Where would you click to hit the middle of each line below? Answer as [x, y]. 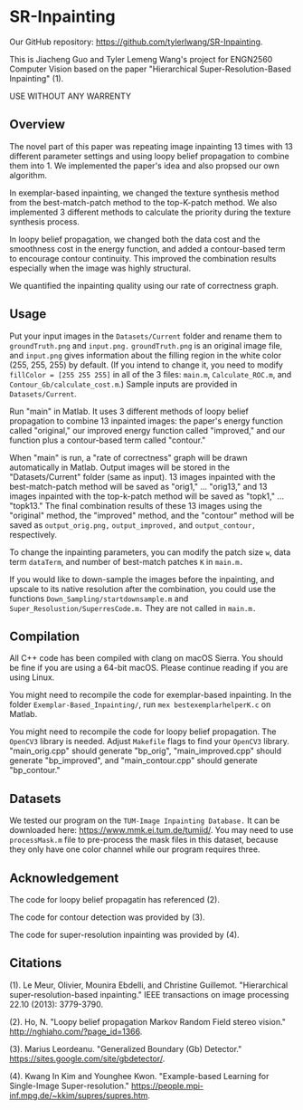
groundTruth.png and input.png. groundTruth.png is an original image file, [146, 345]
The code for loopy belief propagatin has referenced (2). [114, 899]
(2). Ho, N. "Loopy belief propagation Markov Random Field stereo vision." [148, 1021]
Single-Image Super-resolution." [69, 1086]
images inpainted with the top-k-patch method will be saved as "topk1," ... [147, 496]
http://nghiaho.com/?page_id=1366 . [76, 1031]
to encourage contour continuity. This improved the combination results [143, 258]
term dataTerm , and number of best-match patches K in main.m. [127, 561]
